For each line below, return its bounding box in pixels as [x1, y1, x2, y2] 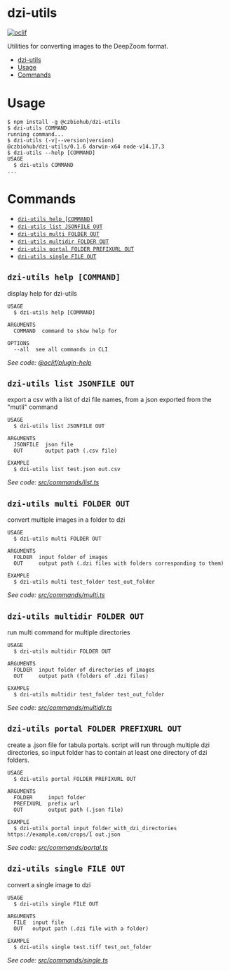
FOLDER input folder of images [13, 554, 109, 561]
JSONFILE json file [13, 441, 74, 449]
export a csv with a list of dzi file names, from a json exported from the [7, 396, 212, 404]
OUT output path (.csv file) [13, 447, 118, 455]
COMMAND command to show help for [13, 327, 118, 334]
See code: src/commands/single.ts [7, 956, 109, 964]
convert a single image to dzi [7, 880, 91, 889]
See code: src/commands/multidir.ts [7, 703, 112, 712]
